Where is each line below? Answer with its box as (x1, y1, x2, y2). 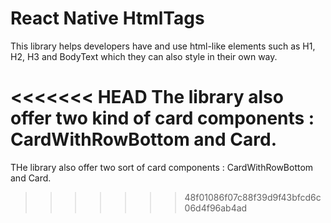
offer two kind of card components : (10, 107, 315, 130)
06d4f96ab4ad (184, 202, 248, 214)
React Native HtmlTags (10, 7, 205, 30)
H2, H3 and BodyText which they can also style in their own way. (10, 50, 278, 62)
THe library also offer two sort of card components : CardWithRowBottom (10, 161, 314, 173)
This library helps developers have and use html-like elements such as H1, (10, 40, 316, 52)
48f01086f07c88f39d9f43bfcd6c (184, 191, 322, 203)
